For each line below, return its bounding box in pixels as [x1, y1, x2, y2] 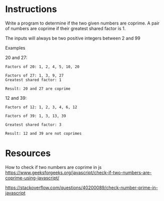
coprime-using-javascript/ [5, 174, 60, 181]
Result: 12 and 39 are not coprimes [5, 131, 82, 136]
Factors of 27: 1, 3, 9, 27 [5, 73, 64, 78]
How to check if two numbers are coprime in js [5, 164, 102, 170]
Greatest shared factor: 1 [5, 77, 62, 82]
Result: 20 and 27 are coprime [5, 86, 71, 91]
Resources [5, 148, 51, 159]
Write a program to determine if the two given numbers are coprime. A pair [5, 20, 159, 26]
